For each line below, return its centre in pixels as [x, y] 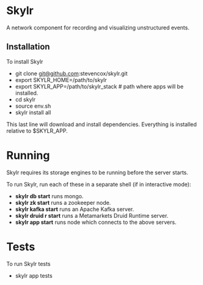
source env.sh [33, 106]
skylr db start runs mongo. [49, 196]
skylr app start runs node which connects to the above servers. [96, 222]
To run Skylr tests [28, 264]
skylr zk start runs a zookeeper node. [63, 202]
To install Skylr [25, 61]
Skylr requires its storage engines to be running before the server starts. [97, 172]
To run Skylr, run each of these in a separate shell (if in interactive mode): [99, 184]
